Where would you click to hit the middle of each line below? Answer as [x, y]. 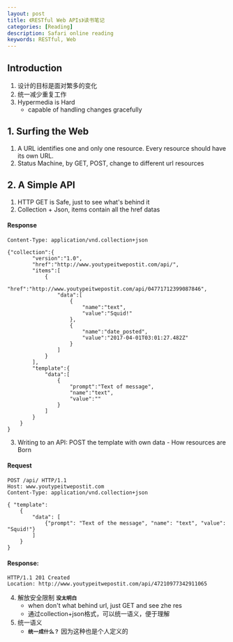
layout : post [26, 14]
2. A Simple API [41, 185]
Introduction [35, 68]
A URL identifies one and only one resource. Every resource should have [122, 148]
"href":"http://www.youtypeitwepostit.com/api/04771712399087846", [107, 289]
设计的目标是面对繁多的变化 [57, 85]
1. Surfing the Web [48, 132]
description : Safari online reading [60, 33]
